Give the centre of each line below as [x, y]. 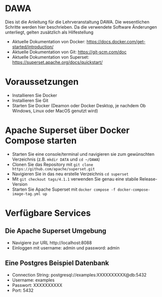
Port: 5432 [23, 290]
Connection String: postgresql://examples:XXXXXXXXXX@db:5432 [79, 275]
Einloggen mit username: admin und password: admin [66, 247]
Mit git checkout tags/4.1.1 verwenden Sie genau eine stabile [75, 179]
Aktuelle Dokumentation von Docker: [49, 41]
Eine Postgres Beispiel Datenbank [57, 263]
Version [20, 184]
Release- [148, 179]
